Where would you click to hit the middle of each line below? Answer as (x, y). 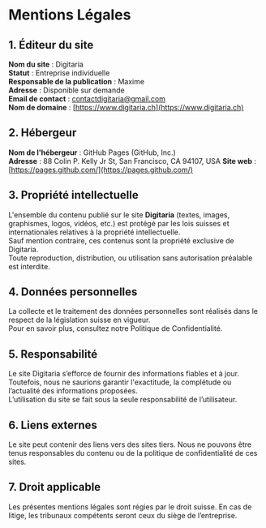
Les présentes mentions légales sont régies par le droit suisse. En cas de (130, 507)
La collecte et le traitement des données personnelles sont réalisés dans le (133, 311)
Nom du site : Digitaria (46, 64)
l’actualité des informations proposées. (73, 391)
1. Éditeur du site (51, 45)
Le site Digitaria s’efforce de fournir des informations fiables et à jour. (124, 374)
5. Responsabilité (53, 354)
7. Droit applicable (55, 487)
